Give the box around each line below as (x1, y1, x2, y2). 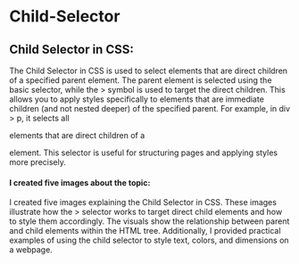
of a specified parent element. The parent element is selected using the (9, 75, 272, 86)
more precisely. (9, 157, 67, 167)
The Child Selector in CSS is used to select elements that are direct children (9, 65, 288, 76)
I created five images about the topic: (9, 177, 151, 188)
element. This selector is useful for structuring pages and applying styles (9, 147, 278, 158)
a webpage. (9, 244, 54, 255)
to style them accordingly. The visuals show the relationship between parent (9, 216, 290, 227)
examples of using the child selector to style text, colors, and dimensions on (9, 235, 289, 246)
